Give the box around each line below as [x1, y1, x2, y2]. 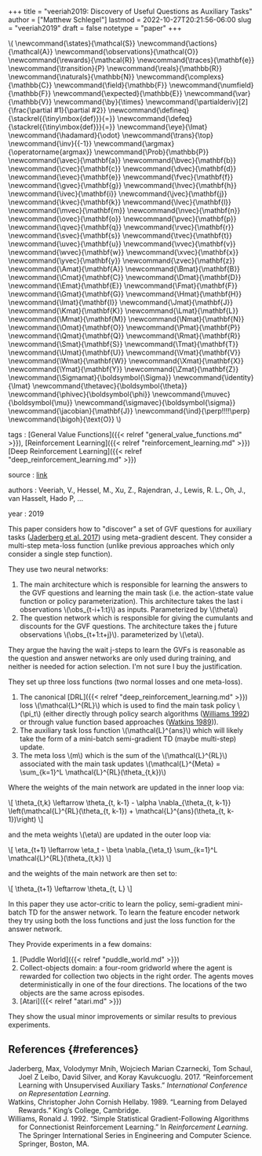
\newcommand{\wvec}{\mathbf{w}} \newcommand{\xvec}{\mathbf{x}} [8, 248, 239, 256]
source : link [8, 470, 48, 479]
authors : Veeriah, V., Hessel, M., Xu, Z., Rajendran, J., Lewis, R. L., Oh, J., [8, 485, 246, 495]
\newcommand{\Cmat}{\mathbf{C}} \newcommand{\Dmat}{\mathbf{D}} [8, 273, 242, 282]
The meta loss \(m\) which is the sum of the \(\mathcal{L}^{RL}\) [19, 751, 227, 760]
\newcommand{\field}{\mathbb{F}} [53, 80, 168, 90]
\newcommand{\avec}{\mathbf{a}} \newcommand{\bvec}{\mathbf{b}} [8, 156, 237, 164]
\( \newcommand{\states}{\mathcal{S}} [8, 39, 136, 48]
